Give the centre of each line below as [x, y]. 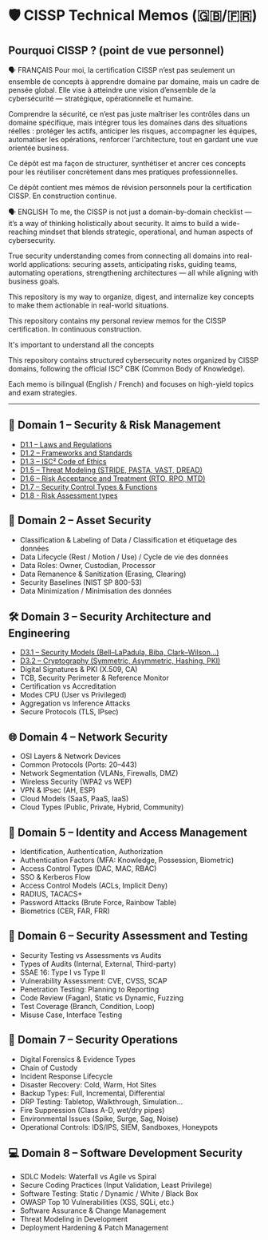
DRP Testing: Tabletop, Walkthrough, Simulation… [101, 1101]
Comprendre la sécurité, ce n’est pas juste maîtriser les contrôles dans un [129, 114]
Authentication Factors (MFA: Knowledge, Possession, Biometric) [126, 860]
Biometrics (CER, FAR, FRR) [65, 911]
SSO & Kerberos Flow [55, 877]
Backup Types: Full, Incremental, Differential [92, 1093]
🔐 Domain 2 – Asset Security [80, 521]
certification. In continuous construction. [75, 329]
